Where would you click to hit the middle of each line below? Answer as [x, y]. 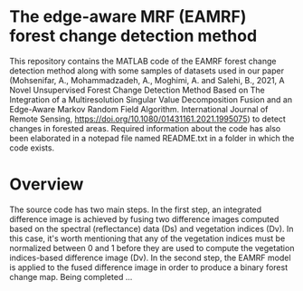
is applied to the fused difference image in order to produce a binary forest [148, 267]
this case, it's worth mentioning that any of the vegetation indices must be [147, 238]
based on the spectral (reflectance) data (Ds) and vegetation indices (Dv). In [151, 228]
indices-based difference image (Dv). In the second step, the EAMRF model [150, 257]
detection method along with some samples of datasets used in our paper [147, 71]
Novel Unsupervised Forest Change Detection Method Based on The [137, 90]
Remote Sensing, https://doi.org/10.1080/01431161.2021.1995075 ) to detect [148, 119]
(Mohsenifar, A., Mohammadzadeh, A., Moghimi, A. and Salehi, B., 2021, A [147, 80]
